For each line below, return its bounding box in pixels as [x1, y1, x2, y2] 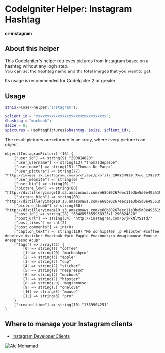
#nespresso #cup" [5, 238, 41, 243]
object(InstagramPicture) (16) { [5, 151, 74, 156]
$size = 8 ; [5, 123, 27, 128]
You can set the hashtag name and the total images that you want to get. [5, 68, 152, 74]
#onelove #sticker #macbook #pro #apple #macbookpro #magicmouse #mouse [5, 233, 157, 238]
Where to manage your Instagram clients [5, 320, 133, 328]
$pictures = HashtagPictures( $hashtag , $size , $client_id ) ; [5, 128, 131, 133]
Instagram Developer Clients [12, 333, 70, 339]
